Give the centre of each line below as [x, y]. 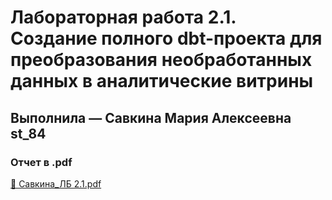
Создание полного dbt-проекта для [166, 38]
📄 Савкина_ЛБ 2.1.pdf [56, 183]
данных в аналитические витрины [162, 81]
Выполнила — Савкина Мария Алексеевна [151, 117]
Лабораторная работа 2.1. [123, 17]
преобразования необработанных [161, 60]
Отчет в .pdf [41, 162]
